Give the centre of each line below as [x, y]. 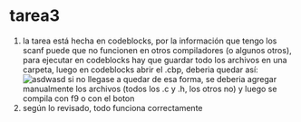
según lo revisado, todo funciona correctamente [112, 108]
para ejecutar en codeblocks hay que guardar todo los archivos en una [155, 60]
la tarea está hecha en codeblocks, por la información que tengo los [150, 41]
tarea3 [35, 16]
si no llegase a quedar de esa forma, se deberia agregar [172, 79]
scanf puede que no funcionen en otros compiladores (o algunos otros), [157, 50]
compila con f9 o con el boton [78, 98]
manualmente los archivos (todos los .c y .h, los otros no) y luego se [150, 89]
